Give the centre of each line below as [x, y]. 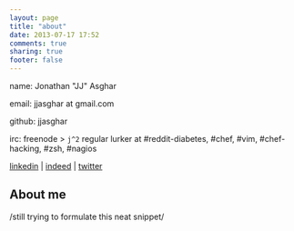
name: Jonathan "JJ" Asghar [63, 86]
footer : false [36, 60]
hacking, [26, 148]
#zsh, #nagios [71, 148]
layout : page [34, 18]
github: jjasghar [39, 121]
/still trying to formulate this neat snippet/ [87, 216]
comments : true [38, 43]
